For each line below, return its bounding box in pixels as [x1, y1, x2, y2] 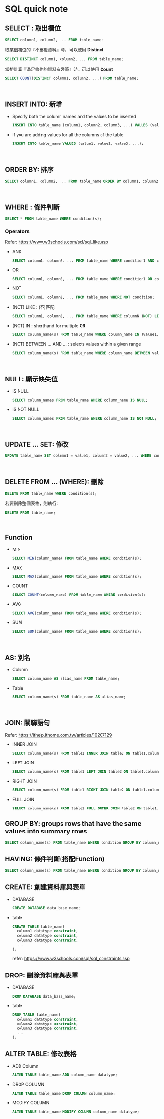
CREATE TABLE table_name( [12, 924, 65, 929]
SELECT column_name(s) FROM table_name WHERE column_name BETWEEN [12, 351, 150, 356]
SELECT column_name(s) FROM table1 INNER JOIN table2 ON [12, 751, 131, 756]
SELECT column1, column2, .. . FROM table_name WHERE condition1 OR [12, 276, 153, 281]
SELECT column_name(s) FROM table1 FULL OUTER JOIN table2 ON [12, 806, 142, 811]
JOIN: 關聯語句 [5, 719, 50, 727]
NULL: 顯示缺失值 [5, 375, 58, 383]
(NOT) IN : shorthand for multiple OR [12, 323, 86, 329]
